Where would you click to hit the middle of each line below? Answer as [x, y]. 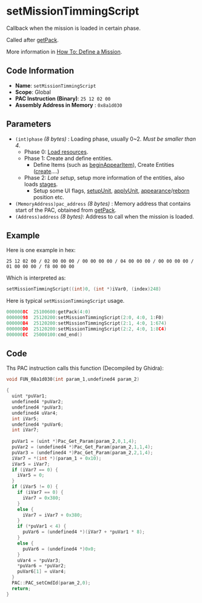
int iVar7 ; [25, 430]
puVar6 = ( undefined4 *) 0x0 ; [59, 549]
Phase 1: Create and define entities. [69, 158]
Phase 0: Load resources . [56, 152]
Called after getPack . [32, 40]
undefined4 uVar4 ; [35, 413]
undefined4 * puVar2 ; [38, 402]
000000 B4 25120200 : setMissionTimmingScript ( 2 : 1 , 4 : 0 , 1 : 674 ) [86, 323]
